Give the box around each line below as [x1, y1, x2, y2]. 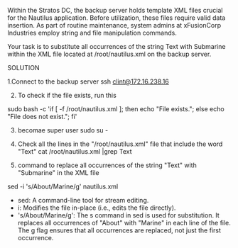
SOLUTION [7, 64, 40, 72]
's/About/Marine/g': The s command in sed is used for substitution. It [17, 211, 220, 219]
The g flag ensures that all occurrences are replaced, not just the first [17, 226, 222, 235]
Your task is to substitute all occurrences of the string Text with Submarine [7, 43, 226, 50]
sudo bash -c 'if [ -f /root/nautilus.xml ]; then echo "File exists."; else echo [7, 105, 225, 113]
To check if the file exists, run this [17, 91, 117, 99]
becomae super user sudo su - [17, 126, 109, 134]
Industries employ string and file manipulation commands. [7, 28, 178, 37]
